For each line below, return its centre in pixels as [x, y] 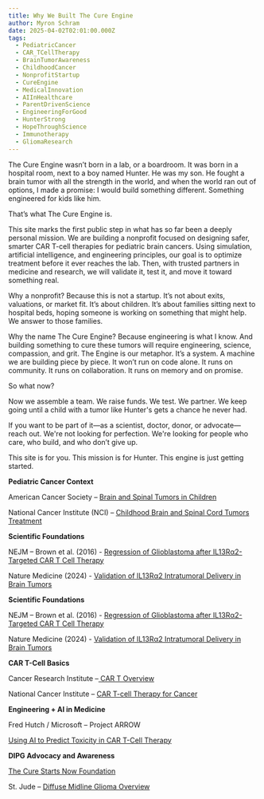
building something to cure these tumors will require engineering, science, [130, 344]
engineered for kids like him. [55, 198]
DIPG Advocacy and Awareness [62, 755]
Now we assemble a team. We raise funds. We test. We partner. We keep [128, 401]
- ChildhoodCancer [46, 68]
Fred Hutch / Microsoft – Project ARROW [74, 724]
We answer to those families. [56, 321]
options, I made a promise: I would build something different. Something [126, 190]
